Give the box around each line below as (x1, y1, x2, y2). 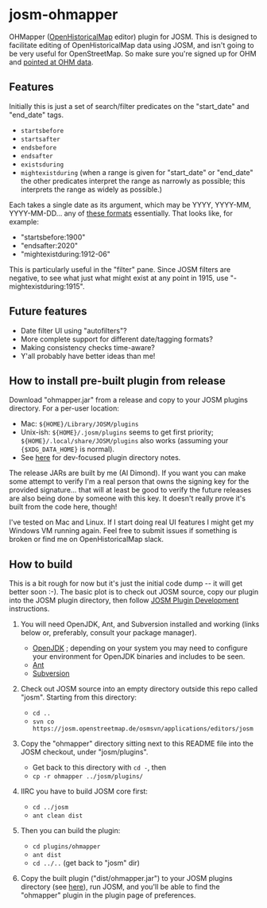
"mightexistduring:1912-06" (20, 249, 110, 259)
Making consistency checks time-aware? (20, 342, 156, 352)
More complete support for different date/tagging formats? (20, 334, 214, 344)
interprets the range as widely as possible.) (20, 185, 162, 194)
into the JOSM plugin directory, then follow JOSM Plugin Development (9, 595, 239, 606)
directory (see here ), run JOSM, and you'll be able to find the (20, 882, 221, 892)
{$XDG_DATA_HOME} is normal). (20, 444, 114, 454)
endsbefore (20, 143, 57, 152)
